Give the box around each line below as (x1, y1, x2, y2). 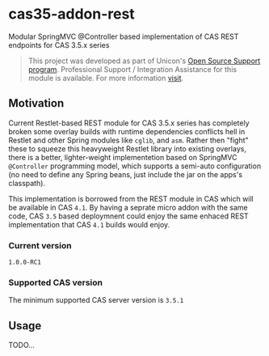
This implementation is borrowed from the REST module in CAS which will (8, 193, 254, 203)
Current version (8, 239, 72, 251)
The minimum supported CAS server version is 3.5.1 (8, 295, 184, 305)
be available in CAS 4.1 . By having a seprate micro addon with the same (8, 202, 248, 212)
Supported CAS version (8, 277, 103, 288)
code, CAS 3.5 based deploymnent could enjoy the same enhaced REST (8, 211, 249, 221)
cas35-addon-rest (8, 5, 135, 23)
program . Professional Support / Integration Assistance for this (27, 64, 237, 74)
